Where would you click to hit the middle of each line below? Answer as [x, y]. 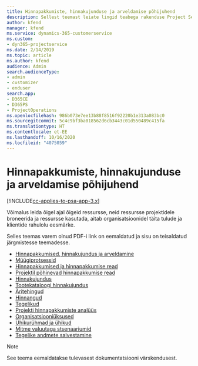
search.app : [21, 94]
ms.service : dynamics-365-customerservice [59, 34]
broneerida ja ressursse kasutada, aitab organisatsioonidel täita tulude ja [95, 218]
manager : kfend [25, 28]
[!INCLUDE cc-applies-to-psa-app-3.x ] [53, 201]
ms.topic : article [29, 55]
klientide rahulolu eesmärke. [41, 225]
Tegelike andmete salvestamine [53, 335]
